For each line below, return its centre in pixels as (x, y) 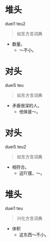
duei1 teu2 (15, 24)
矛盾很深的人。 (27, 105)
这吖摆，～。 (32, 173)
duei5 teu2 (16, 146)
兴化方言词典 (29, 218)
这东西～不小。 (34, 234)
